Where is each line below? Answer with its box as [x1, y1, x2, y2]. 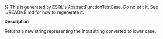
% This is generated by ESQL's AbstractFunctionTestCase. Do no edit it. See [4, 4, 158, 10]
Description [4, 19, 29, 24]
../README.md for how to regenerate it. [4, 9, 84, 15]
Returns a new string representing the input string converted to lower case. [4, 28, 156, 34]
